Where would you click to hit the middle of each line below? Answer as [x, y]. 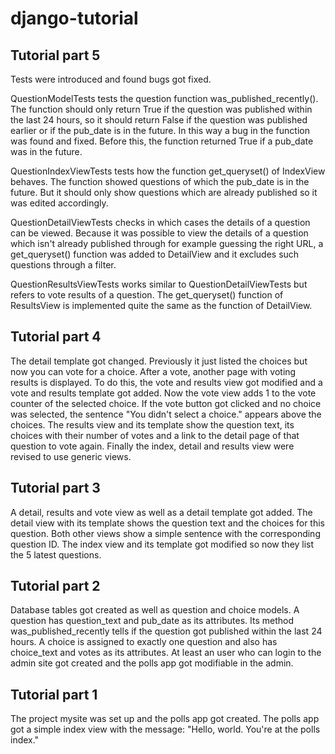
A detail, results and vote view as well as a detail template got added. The [161, 512]
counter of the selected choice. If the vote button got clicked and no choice [166, 403]
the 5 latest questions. [56, 554]
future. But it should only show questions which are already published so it [164, 192]
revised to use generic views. [71, 456]
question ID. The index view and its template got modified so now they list [162, 544]
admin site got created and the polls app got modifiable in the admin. [152, 663]
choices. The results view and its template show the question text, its [152, 424]
